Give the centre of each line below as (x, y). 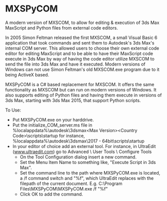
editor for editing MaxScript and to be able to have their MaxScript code (79, 53)
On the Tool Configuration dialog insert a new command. (78, 157)
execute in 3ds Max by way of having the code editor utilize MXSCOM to (80, 58)
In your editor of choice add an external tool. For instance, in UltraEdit (84, 146)
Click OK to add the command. (51, 194)
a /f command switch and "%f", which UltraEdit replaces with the (87, 178)
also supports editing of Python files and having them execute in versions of (83, 95)
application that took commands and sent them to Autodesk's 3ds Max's (80, 42)
